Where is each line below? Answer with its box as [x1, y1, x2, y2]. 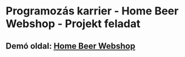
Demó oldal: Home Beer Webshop [5, 41, 136, 51]
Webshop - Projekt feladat [5, 17, 141, 31]
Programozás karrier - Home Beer [5, 4, 179, 18]
